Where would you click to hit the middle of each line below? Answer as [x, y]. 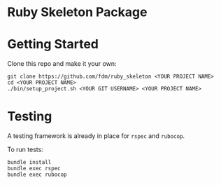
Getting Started [53, 44]
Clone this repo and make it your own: [62, 64]
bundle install [29, 163]
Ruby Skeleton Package [77, 12]
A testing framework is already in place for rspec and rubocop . [96, 136]
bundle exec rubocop [37, 175]
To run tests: [25, 150]
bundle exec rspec [34, 169]
